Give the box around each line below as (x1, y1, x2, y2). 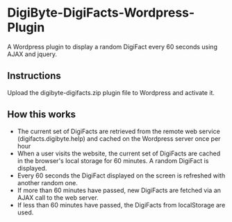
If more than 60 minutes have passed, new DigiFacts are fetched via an (17, 186, 221, 194)
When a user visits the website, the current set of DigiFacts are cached (17, 149, 221, 157)
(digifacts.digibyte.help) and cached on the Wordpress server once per (17, 134, 221, 143)
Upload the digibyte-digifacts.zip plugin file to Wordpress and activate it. (7, 88, 215, 96)
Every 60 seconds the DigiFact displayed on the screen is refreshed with (17, 171, 226, 180)
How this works (7, 109, 76, 121)
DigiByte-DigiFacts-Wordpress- (7, 5, 195, 21)
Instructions (7, 70, 61, 82)
